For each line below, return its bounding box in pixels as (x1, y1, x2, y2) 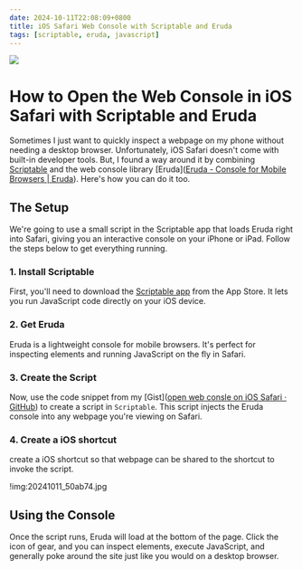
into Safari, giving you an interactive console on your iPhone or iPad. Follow (9, 233, 291, 244)
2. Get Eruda (9, 318, 65, 331)
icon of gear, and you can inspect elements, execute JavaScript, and (9, 541, 265, 552)
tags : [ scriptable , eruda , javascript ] (9, 30, 160, 39)
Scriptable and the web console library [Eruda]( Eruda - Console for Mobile (9, 164, 287, 175)
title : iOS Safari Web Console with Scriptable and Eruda (9, 22, 232, 31)
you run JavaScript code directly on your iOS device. (9, 296, 206, 307)
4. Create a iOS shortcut (9, 433, 118, 446)
